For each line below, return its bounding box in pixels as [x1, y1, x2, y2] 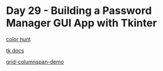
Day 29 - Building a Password [6, 4, 152, 17]
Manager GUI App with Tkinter [6, 16, 157, 30]
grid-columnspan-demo [6, 58, 64, 65]
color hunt [6, 35, 31, 42]
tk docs [6, 47, 25, 54]
